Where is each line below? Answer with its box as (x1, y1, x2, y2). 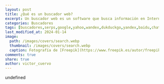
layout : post (5, 7, 32, 12)
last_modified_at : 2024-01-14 (5, 30, 67, 34)
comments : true (5, 52, 36, 57)
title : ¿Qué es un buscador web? (5, 12, 73, 17)
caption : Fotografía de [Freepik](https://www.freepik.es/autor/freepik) (9, 48, 163, 52)
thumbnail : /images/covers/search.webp (9, 43, 91, 48)
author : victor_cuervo (5, 61, 51, 66)
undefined (5, 75, 26, 81)
